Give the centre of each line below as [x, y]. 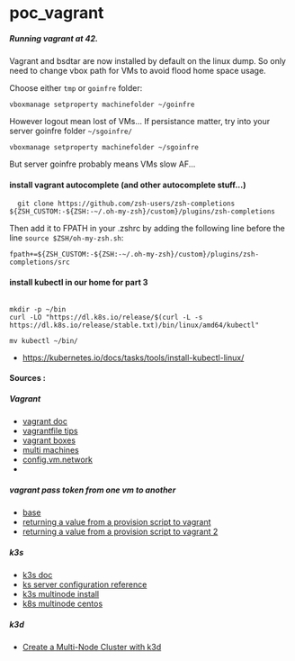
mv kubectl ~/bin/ [44, 340]
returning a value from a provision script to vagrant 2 [120, 532]
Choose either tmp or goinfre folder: [76, 88]
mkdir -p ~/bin [38, 309]
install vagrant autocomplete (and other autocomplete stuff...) [128, 185]
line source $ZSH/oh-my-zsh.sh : [67, 238]
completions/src [40, 263]
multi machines [50, 450]
